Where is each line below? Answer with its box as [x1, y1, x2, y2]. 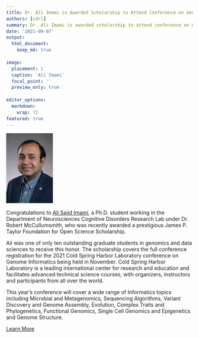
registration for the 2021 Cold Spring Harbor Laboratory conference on [6, 252, 179, 259]
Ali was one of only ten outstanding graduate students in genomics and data [6, 239, 192, 246]
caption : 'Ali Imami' [11, 72, 65, 78]
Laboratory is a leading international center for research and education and [6, 264, 190, 272]
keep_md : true [17, 47, 52, 53]
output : [6, 34, 25, 41]
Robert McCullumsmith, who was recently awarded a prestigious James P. [6, 221, 188, 228]
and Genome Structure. [6, 314, 63, 321]
